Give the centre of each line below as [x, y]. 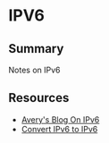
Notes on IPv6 [34, 70]
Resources [39, 98]
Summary [36, 49]
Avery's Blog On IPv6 [60, 119]
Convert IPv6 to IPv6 [59, 129]
